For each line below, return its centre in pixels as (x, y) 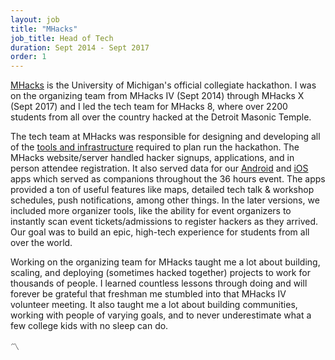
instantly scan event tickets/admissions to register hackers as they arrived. (164, 222)
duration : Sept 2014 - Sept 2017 (80, 47)
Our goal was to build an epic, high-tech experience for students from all (160, 232)
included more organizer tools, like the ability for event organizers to (151, 211)
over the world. (41, 243)
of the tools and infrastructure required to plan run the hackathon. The (155, 147)
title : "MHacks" (44, 29)
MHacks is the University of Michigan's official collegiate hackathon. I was (163, 85)
